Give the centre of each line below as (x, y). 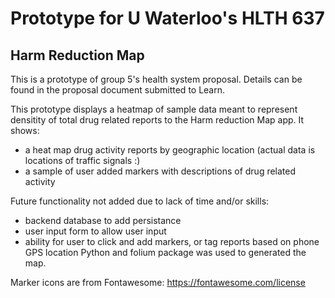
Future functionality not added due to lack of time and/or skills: (140, 201)
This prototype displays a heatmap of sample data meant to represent (154, 109)
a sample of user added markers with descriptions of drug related (160, 171)
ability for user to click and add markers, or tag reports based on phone (172, 241)
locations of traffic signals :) (82, 160)
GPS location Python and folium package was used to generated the (165, 252)
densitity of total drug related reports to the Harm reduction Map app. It (157, 120)
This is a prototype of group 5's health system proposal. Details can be (156, 79)
